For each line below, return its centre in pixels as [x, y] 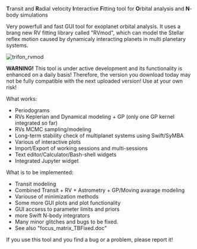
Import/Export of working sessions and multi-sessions [81, 148]
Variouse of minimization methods [57, 196]
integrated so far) [36, 123]
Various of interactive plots [48, 142]
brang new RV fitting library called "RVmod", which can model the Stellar [95, 33]
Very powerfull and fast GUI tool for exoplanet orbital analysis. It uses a [93, 26]
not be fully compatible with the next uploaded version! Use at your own [95, 81]
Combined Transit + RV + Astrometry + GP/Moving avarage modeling [100, 190]
